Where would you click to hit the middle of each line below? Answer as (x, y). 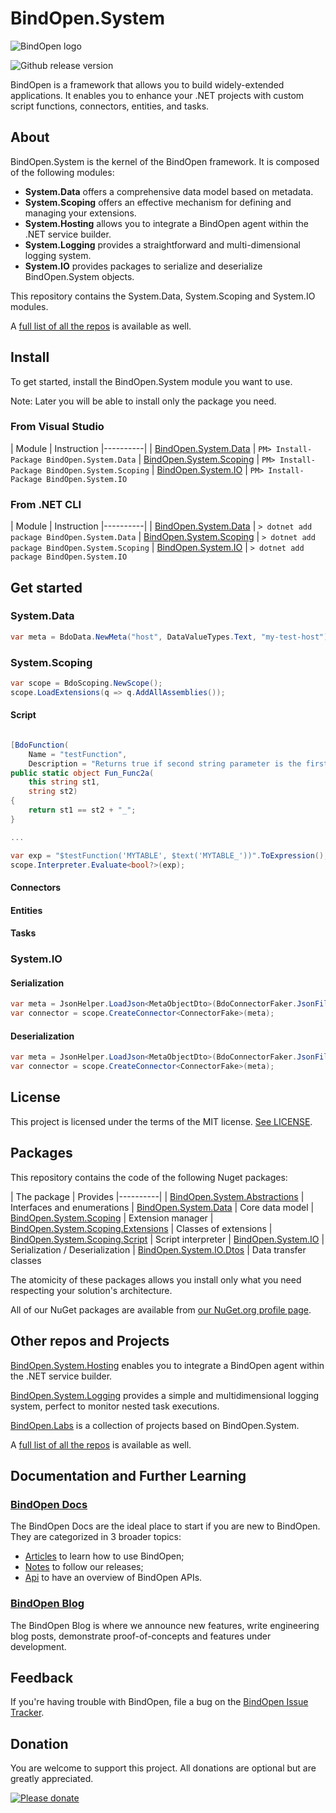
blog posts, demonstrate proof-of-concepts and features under (141, 1636)
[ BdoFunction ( (40, 745)
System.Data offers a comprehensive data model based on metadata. (169, 191)
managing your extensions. (80, 213)
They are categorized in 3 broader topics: (96, 1537)
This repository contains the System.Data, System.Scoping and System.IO (163, 296)
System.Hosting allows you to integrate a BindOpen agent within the (166, 223)
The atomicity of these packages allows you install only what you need (156, 1279)
